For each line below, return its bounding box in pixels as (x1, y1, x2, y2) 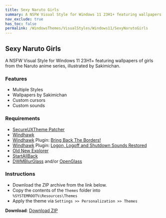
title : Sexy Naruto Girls (5, 7, 59, 12)
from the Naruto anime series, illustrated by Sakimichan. (5, 63, 121, 69)
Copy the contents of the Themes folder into (12, 187, 101, 193)
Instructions (5, 171, 36, 178)
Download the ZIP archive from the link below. (12, 182, 107, 188)
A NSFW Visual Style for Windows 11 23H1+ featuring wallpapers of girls (5, 57, 154, 63)
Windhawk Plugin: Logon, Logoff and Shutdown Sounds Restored (12, 142, 147, 148)
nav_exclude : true (5, 16, 43, 21)
